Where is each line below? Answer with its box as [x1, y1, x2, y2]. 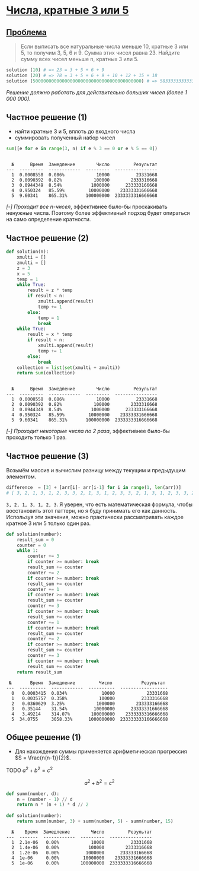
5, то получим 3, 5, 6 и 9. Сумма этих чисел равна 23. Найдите [20, 49, 180, 56]
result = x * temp [27, 332, 73, 338]
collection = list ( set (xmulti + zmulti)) [17, 364, 120, 371]
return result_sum [17, 669, 62, 675]
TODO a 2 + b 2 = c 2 [6, 766, 53, 774]
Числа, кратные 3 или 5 [6, 4, 129, 17]
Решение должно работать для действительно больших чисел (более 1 [6, 88, 188, 96]
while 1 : [17, 548, 38, 554]
